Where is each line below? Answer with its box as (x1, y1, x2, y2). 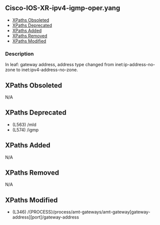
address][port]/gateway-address (12, 214, 79, 220)
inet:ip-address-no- (115, 62, 156, 68)
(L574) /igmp (12, 127, 39, 133)
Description (5, 50, 34, 57)
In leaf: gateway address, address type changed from (5, 62, 115, 68)
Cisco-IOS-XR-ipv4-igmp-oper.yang (5, 4, 120, 12)
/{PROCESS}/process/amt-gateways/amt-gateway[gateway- (27, 209, 151, 215)
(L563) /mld (12, 121, 37, 127)
